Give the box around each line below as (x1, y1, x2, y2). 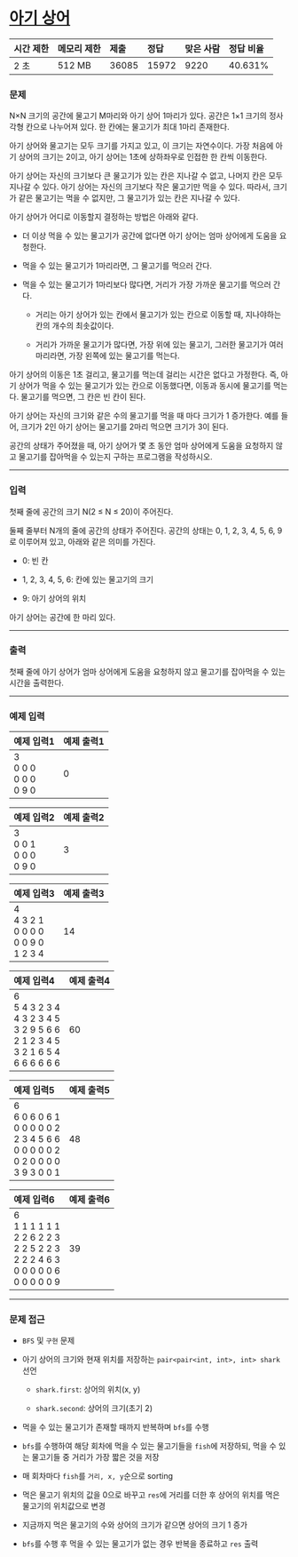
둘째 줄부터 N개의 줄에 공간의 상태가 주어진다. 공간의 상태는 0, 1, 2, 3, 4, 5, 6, (9, 525, 276, 536)
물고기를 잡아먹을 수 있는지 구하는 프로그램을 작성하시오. (18, 451, 213, 462)
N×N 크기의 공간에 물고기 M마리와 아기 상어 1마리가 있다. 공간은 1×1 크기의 (9, 110, 268, 121)
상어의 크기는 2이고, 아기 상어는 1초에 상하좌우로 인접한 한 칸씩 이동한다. (18, 152, 268, 163)
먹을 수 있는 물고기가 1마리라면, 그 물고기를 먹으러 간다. (21, 260, 213, 271)
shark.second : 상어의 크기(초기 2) (35, 1403, 153, 1414)
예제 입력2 (13, 811, 55, 824)
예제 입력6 (13, 1194, 55, 1206)
